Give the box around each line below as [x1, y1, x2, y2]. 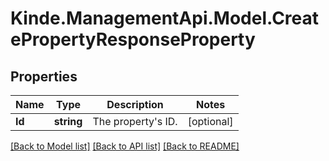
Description [106, 98, 164, 111]
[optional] [187, 115, 234, 128]
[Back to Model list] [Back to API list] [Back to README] [10, 140, 240, 152]
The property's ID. [92, 115, 178, 128]
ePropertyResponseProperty [10, 28, 256, 51]
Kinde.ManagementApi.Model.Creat [10, 7, 320, 30]
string [53, 115, 83, 128]
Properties [10, 68, 78, 85]
